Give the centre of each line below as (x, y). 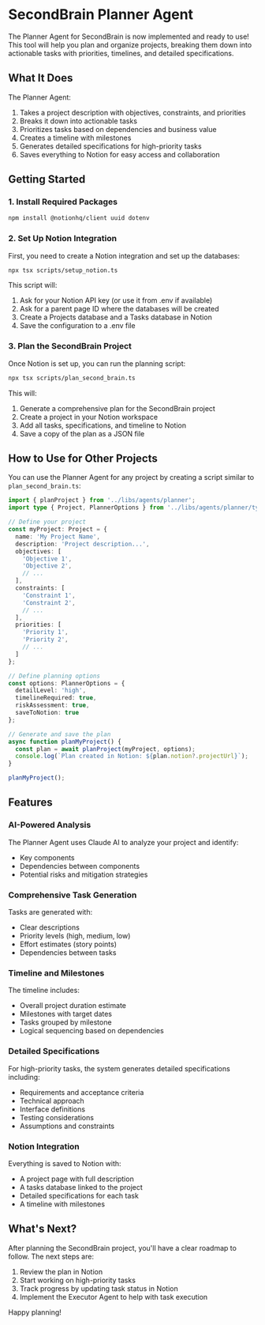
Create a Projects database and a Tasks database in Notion (116, 317)
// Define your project (47, 522)
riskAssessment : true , (52, 705)
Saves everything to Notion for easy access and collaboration (119, 154)
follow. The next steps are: (51, 1256)
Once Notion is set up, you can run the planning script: (97, 363)
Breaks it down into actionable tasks (78, 121)
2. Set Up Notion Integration (62, 239)
